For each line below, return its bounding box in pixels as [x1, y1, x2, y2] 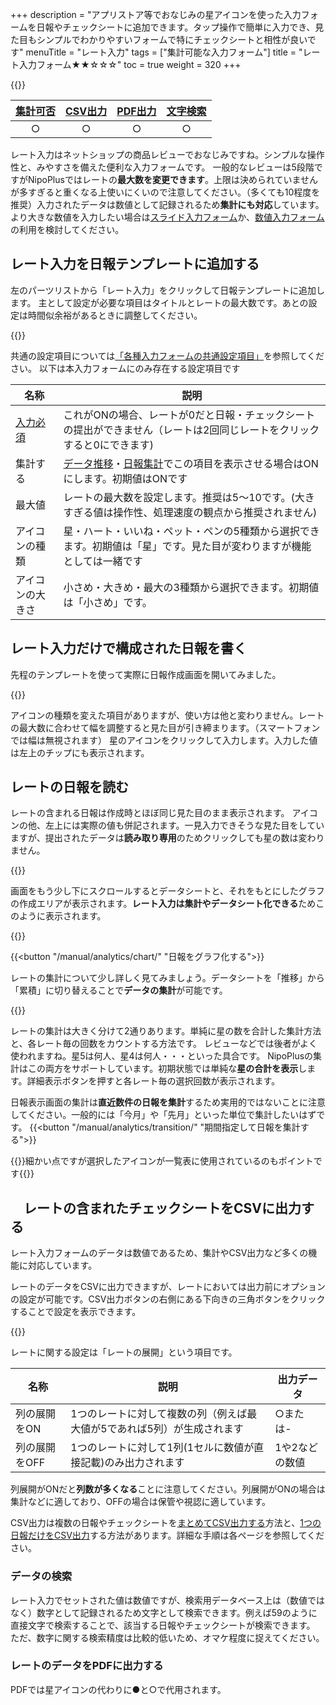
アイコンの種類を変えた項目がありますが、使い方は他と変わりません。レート [10, 709, 325, 721]
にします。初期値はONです [63, 471, 188, 485]
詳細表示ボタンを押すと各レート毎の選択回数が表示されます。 [26, 1075, 281, 1087]
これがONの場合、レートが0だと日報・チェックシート [63, 408, 316, 422]
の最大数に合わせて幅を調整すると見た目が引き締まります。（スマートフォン [10, 721, 321, 733]
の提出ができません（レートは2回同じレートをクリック [63, 423, 320, 437]
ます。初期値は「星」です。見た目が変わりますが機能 [63, 539, 312, 553]
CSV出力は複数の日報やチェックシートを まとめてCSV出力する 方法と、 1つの [10, 1517, 322, 1529]
